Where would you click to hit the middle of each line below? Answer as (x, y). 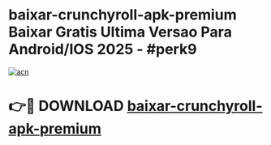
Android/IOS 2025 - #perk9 (103, 49)
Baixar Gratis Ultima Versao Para (120, 32)
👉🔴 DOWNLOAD (66, 106)
